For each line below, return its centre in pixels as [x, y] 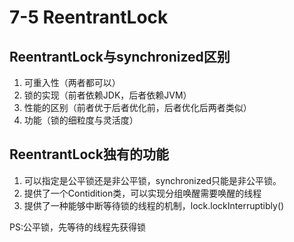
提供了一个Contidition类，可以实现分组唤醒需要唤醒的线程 [142, 193]
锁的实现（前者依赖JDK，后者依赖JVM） [107, 95]
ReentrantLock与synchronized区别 [120, 56]
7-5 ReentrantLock [89, 17]
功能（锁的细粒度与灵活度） [81, 120]
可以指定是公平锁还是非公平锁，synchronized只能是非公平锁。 [152, 180]
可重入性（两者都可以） [72, 82]
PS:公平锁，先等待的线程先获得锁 [77, 227]
